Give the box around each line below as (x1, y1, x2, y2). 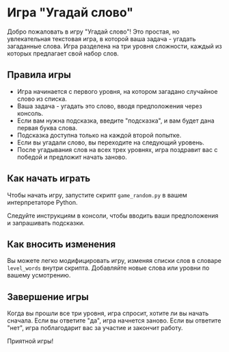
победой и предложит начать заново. (16, 153, 128, 161)
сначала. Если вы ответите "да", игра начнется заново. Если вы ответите (7, 316, 221, 325)
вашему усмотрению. (7, 271, 71, 279)
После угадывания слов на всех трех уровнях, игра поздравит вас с (16, 145, 218, 153)
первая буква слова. (16, 123, 77, 131)
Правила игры (7, 69, 72, 81)
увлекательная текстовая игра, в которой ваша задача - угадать (7, 34, 196, 42)
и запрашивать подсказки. (7, 218, 85, 227)
